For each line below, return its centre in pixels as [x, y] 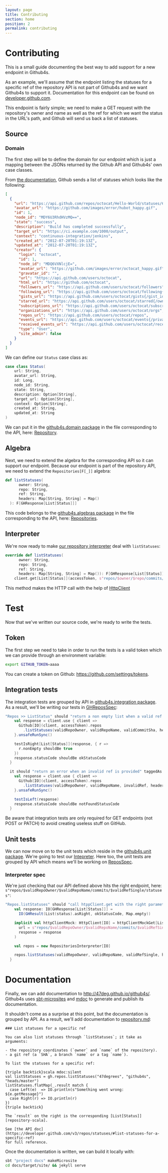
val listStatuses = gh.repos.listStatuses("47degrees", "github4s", [78, 1077]
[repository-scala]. [27, 1120]
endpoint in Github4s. [27, 73]
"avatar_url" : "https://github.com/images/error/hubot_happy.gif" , [86, 208]
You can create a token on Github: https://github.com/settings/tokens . [77, 674]
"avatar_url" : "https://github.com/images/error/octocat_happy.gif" [91, 268]
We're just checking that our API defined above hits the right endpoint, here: [83, 886]
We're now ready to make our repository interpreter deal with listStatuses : [83, 546]
